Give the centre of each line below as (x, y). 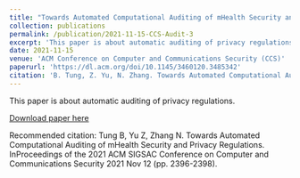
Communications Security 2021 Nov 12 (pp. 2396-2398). (113, 163)
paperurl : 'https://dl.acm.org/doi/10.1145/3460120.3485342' (125, 68)
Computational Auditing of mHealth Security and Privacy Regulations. (137, 144)
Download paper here (49, 117)
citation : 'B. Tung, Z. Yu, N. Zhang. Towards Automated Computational (145, 76)
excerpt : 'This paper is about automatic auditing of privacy (127, 42)
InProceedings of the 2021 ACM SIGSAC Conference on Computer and (139, 154)
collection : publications (57, 26)
